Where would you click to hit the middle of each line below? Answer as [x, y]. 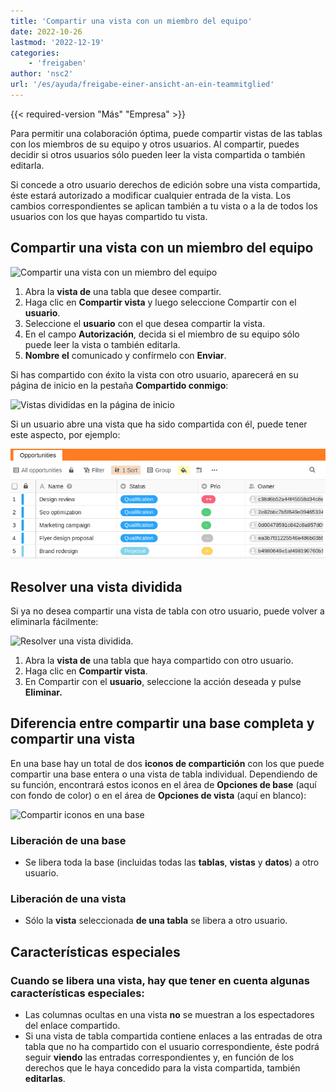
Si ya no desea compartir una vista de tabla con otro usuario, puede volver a [167, 611]
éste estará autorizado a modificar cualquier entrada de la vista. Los [151, 195]
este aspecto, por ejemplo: [65, 434]
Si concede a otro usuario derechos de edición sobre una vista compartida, [165, 184]
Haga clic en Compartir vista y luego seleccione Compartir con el [160, 302]
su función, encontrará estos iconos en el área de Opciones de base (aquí [163, 784]
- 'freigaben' [57, 63]
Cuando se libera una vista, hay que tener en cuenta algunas [160, 980]
